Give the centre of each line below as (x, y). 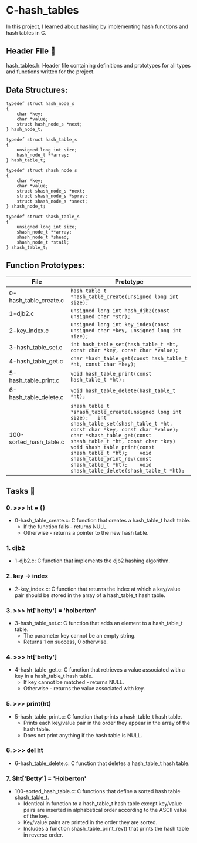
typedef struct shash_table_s (43, 217)
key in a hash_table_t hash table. (54, 676)
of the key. (36, 816)
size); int (88, 418)
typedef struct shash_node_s (42, 170)
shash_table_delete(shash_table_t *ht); (127, 471)
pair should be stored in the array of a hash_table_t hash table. (90, 595)
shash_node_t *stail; (43, 242)
